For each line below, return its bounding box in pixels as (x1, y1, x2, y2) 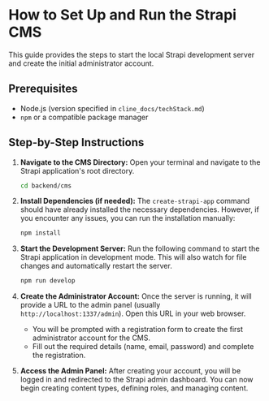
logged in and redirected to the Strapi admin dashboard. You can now (20, 375, 254, 385)
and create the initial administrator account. (8, 58, 154, 68)
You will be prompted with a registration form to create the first (32, 325, 244, 334)
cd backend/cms (20, 181, 72, 190)
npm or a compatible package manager (20, 112, 149, 122)
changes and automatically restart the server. (20, 261, 172, 271)
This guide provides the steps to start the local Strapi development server (8, 50, 255, 59)
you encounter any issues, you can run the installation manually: (20, 213, 236, 223)
